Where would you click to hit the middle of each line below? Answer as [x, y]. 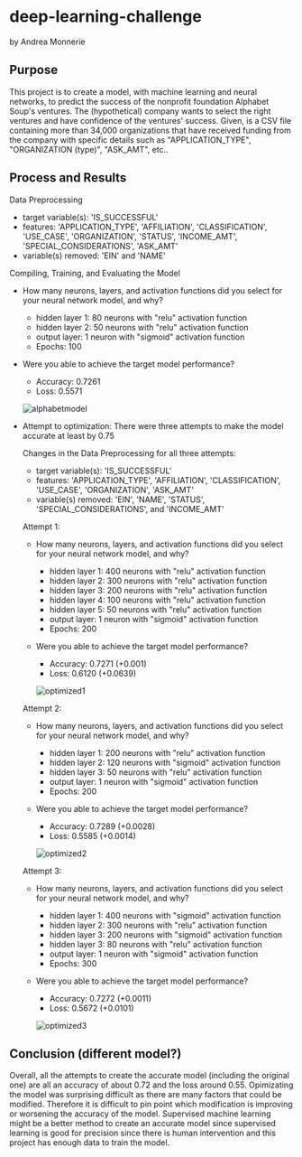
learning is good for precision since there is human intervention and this [143, 1133]
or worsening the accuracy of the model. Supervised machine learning [140, 1114]
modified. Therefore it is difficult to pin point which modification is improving [151, 1105]
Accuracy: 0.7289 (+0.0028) [102, 826]
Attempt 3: [42, 871]
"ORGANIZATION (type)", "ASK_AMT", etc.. [89, 149]
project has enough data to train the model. [90, 1143]
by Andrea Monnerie [47, 42]
